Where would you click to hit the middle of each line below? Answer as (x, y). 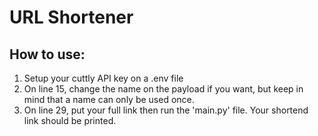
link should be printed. (70, 120)
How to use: (47, 54)
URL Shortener (71, 17)
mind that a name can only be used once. (109, 99)
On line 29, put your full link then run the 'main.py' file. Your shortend (166, 110)
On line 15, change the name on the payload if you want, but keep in (163, 89)
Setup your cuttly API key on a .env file (103, 78)
